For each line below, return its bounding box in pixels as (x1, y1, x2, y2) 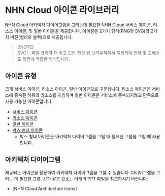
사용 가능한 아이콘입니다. (5, 98, 53, 104)
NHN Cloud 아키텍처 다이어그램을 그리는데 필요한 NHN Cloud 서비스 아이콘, (5, 22, 152, 28)
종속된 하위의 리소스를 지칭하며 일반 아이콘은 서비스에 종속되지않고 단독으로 (14, 92, 159, 98)
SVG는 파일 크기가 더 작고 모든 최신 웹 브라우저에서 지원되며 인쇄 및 (17, 50, 147, 56)
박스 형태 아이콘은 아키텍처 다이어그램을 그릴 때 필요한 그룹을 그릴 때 (19, 133, 151, 139)
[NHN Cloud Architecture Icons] (12, 186, 77, 192)
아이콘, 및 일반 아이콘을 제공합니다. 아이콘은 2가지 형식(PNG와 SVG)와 (14, 28, 150, 34)
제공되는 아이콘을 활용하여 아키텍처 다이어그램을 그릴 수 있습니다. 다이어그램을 (5, 169, 155, 175)
